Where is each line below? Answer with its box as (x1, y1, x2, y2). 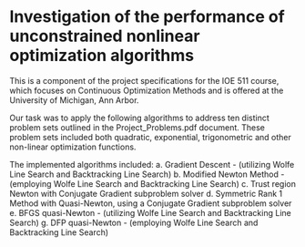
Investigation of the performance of (9, 6, 285, 27)
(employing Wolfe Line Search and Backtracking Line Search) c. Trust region (9, 178, 296, 189)
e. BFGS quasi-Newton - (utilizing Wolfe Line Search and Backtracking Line (9, 207, 291, 218)
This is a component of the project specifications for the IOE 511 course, (9, 75, 280, 86)
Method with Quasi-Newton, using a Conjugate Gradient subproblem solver (9, 198, 292, 209)
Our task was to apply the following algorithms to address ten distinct (9, 112, 270, 123)
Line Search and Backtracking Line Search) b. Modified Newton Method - (9, 169, 285, 180)
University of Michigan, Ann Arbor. (9, 94, 139, 106)
